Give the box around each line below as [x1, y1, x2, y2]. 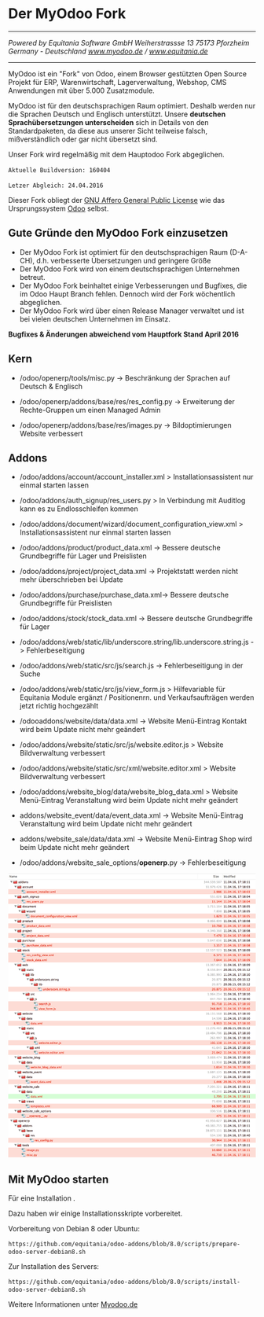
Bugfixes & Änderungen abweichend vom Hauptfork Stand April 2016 [8, 329, 240, 339]
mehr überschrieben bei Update [19, 575, 123, 584]
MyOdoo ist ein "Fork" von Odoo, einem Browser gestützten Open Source [8, 68, 247, 79]
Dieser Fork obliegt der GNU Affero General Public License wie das [8, 195, 225, 204]
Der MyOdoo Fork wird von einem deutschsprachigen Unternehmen [19, 264, 240, 274]
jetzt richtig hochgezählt [19, 701, 99, 711]
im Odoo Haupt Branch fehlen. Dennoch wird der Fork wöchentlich [19, 289, 236, 299]
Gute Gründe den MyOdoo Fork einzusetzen [8, 226, 229, 240]
